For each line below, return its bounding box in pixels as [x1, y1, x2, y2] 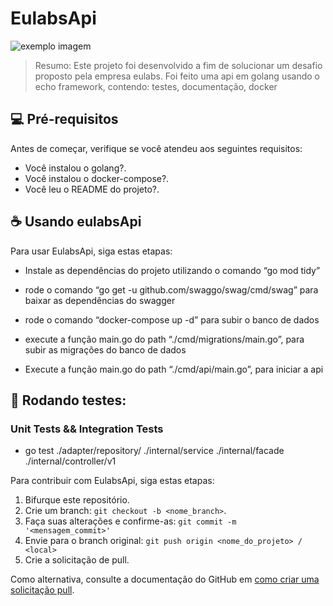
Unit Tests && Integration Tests [10, 422, 164, 436]
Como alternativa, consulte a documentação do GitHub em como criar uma [10, 573, 320, 586]
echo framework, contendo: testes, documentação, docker [34, 80, 278, 92]
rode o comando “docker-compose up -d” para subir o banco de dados [24, 313, 320, 326]
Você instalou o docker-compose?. [24, 172, 170, 184]
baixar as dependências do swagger [24, 294, 176, 306]
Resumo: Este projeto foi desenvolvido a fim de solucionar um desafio [34, 59, 323, 71]
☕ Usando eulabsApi [10, 213, 142, 231]
